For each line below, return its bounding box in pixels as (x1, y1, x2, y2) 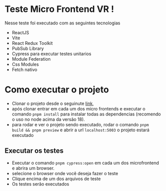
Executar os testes (4, 147, 64, 155)
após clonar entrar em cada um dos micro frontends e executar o (11, 105, 146, 111)
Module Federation (11, 56, 51, 62)
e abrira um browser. (11, 165, 55, 171)
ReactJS (11, 29, 29, 35)
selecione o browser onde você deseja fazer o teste (11, 170, 118, 176)
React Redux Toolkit (11, 40, 53, 46)
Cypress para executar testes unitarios (11, 51, 91, 57)
